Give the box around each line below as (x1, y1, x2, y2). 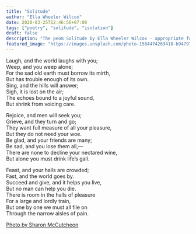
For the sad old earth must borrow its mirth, (6, 69, 111, 76)
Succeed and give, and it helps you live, (6, 179, 102, 186)
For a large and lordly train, (6, 197, 71, 204)
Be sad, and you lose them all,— (6, 142, 83, 149)
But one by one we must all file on (6, 204, 87, 211)
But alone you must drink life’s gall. (6, 155, 90, 162)
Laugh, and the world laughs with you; (6, 57, 98, 64)
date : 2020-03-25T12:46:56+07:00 (6, 19, 87, 25)
